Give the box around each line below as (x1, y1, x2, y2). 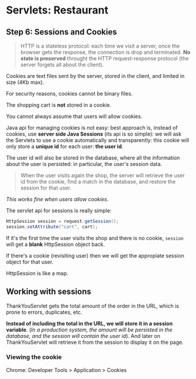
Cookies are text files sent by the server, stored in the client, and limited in (6, 73, 185, 79)
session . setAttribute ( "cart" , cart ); (6, 224, 98, 229)
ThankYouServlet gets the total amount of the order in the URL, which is (6, 302, 180, 309)
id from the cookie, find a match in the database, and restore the (20, 178, 176, 185)
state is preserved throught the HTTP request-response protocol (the (20, 55, 189, 62)
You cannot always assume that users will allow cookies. (6, 113, 143, 120)
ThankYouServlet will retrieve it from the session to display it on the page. (6, 339, 184, 346)
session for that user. (20, 184, 71, 191)
